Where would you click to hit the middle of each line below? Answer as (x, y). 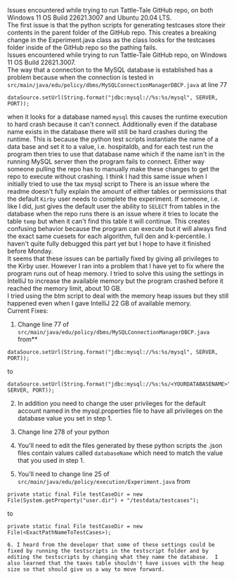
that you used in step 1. (51, 460)
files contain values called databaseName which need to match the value (120, 453)
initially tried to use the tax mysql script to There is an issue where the (109, 184)
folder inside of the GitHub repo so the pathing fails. (83, 47)
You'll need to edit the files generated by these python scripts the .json (120, 446)
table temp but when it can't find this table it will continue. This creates (109, 221)
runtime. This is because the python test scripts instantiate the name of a (113, 139)
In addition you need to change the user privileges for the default (111, 403)
